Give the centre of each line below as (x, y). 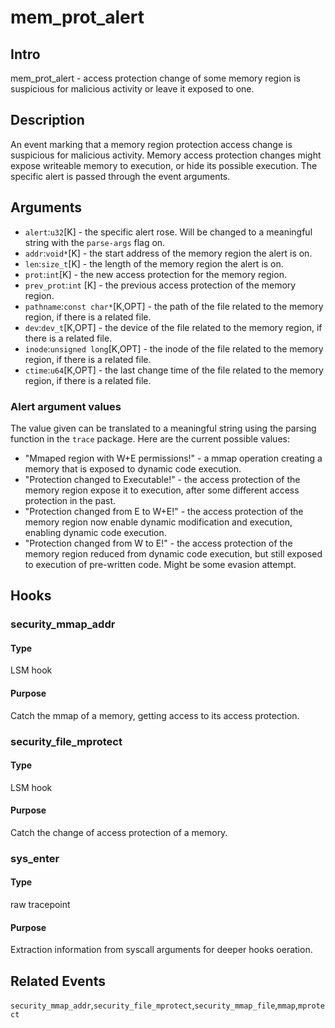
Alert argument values (66, 406)
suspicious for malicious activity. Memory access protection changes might (166, 155)
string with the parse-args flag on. (95, 242)
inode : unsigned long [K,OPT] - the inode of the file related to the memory (174, 348)
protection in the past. (70, 500)
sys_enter (35, 858)
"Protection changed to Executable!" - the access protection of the (162, 479)
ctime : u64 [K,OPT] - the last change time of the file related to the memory (174, 370)
